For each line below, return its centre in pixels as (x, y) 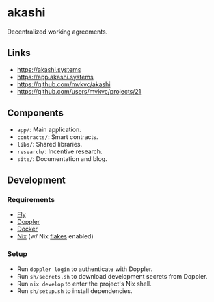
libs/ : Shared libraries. (50, 144)
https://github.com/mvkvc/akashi (64, 84)
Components (35, 113)
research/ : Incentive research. (59, 151)
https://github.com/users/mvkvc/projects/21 (79, 91)
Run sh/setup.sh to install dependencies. (75, 291)
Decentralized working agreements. (57, 32)
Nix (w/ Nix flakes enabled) (55, 236)
